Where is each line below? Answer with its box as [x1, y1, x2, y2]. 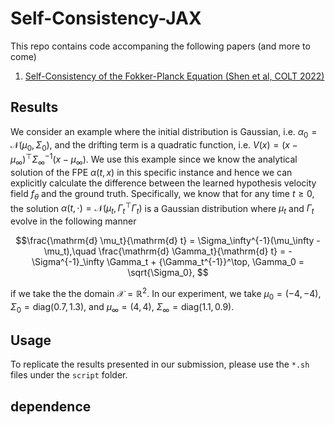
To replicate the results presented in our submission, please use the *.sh [10, 358, 310, 371]
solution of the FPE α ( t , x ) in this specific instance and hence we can [10, 166, 293, 178]
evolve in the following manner [10, 215, 137, 227]
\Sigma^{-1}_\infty [31, 256, 105, 268]
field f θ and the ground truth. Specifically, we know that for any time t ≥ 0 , [10, 187, 315, 202]
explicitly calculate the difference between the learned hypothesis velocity [10, 177, 317, 189]
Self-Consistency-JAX [10, 7, 202, 30]
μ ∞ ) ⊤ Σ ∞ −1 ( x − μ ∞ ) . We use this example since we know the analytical [10, 152, 298, 167]
